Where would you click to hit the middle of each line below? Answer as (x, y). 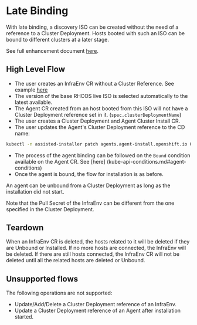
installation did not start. (35, 191)
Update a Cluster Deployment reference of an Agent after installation (97, 311)
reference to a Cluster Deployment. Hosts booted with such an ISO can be (96, 33)
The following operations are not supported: (59, 293)
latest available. (33, 102)
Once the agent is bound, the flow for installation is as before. (89, 174)
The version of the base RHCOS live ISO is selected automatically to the (101, 96)
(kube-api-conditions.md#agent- (146, 161)
